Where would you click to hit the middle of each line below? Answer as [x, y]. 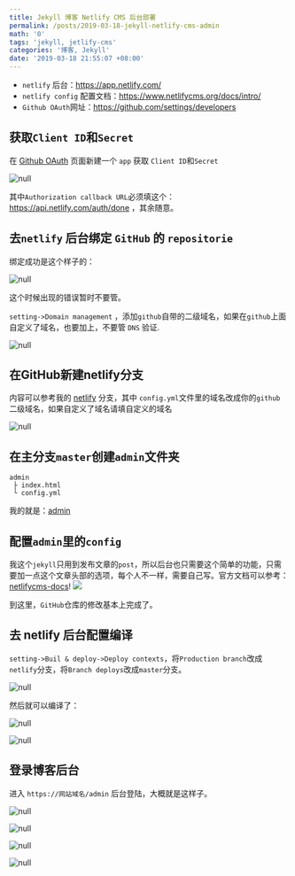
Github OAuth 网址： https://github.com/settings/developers [129, 107]
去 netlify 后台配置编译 [71, 636]
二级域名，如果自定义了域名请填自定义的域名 [91, 409]
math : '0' [27, 34]
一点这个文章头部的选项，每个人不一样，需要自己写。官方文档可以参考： [156, 576]
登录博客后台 [44, 770]
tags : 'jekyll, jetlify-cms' [63, 42]
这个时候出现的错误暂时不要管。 [67, 297]
